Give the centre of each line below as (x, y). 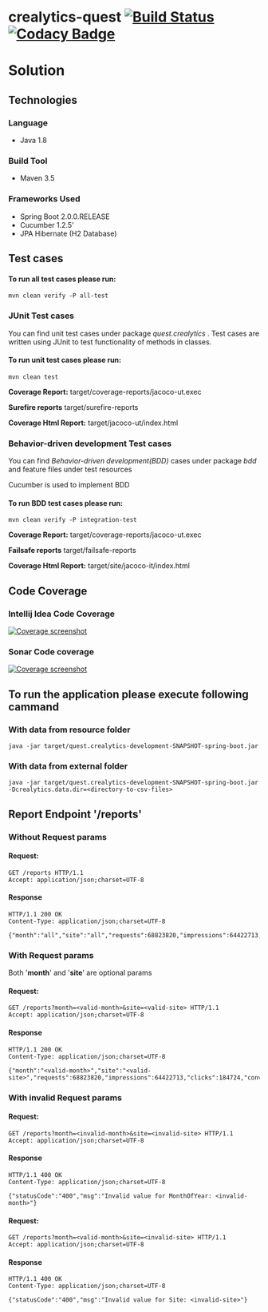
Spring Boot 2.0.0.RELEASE (65, 217)
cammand (34, 707)
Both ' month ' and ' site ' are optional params (80, 973)
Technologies (43, 100)
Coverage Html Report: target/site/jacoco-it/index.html (99, 566)
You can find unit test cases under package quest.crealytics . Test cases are (134, 333)
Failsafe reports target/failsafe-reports (73, 551)
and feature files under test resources (70, 469)
